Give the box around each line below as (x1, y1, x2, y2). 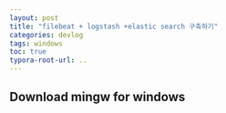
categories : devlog (9, 30, 84, 39)
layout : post (9, 13, 59, 23)
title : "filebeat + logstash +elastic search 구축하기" (9, 22, 219, 31)
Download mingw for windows (9, 89, 186, 105)
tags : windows (9, 38, 64, 48)
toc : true (9, 47, 47, 56)
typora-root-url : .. (9, 56, 88, 65)
